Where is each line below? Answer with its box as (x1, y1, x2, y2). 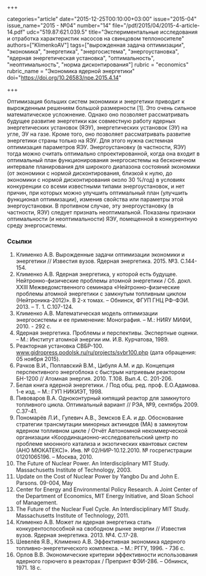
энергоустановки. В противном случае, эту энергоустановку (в (7, 202, 174, 209)
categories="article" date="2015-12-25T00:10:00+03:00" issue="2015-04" (7, 15, 197, 22)
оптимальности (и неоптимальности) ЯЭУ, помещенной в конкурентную (7, 216, 198, 222)
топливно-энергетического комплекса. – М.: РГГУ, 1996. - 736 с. (15, 545, 185, 552)
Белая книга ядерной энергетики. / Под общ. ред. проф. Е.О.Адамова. (15, 381, 200, 389)
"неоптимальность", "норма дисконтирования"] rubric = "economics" (7, 61, 189, 68)
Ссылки (7, 237, 32, 246)
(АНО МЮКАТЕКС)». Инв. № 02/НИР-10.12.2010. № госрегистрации (15, 446, 193, 454)
